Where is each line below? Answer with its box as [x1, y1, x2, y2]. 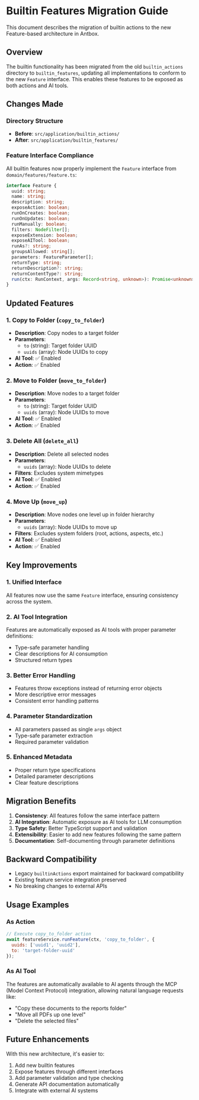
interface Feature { [6, 183, 57, 188]
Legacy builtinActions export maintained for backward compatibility [14, 870, 184, 877]
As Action [6, 917, 36, 926]
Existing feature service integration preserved [14, 876, 127, 884]
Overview [6, 47, 43, 57]
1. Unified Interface [6, 578, 62, 586]
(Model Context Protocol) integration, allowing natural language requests [6, 987, 184, 994]
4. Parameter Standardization [6, 712, 93, 721]
